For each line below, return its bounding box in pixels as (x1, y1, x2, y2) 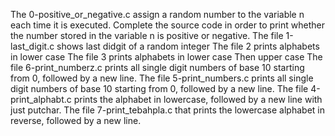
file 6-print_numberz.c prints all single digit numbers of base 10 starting (10, 62, 305, 73)
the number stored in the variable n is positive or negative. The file (10, 30, 284, 41)
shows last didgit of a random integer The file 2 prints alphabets (56, 40, 320, 52)
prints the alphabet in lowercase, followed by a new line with (73, 94, 323, 105)
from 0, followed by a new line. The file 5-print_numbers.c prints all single (10, 72, 314, 84)
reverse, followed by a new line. (10, 115, 142, 126)
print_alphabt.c (10, 94, 72, 105)
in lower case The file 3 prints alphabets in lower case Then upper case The (10, 51, 323, 63)
